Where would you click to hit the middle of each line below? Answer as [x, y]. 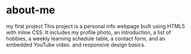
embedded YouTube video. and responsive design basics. [76, 45]
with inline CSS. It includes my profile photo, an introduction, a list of [88, 32]
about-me [31, 10]
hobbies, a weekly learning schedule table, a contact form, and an [86, 38]
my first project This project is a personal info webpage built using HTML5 [96, 26]
